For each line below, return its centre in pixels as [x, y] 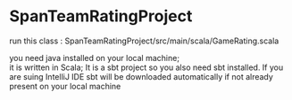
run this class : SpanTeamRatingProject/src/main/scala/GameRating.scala [144, 41]
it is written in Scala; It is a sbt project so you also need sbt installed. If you [146, 67]
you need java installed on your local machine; [95, 58]
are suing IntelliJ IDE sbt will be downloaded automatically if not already [142, 76]
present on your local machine [65, 86]
